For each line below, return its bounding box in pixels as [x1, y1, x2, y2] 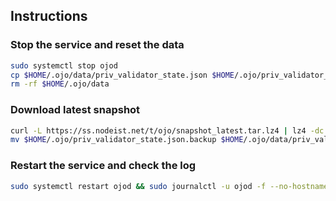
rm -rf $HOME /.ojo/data [10, 79, 110, 89]
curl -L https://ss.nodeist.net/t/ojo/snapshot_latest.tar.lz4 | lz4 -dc [10, 125, 325, 136]
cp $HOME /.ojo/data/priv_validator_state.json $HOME [10, 70, 235, 80]
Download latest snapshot [10, 103, 141, 117]
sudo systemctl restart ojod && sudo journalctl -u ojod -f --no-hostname [10, 181, 329, 191]
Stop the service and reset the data [10, 38, 185, 52]
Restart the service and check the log [10, 159, 197, 173]
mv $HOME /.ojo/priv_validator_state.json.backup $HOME [10, 135, 244, 145]
